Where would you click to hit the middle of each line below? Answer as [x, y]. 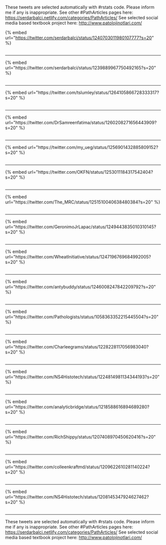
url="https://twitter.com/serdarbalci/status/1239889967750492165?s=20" [81, 68]
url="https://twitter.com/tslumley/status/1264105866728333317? [94, 93]
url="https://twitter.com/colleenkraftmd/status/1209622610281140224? [78, 467]
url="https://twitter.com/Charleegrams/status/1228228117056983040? [77, 347]
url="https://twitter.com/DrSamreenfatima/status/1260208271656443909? [81, 123]
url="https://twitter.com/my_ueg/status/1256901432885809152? [93, 147]
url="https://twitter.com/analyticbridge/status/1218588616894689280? [77, 407]
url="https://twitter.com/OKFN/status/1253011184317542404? [90, 172]
